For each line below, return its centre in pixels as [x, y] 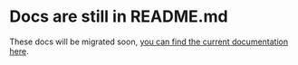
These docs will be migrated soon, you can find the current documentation [149, 42]
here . [19, 51]
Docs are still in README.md [119, 17]
